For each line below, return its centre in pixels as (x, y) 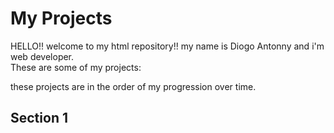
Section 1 (39, 118)
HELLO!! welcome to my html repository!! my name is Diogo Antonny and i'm (167, 46)
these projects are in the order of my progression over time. (133, 86)
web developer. (42, 56)
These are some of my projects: (76, 67)
